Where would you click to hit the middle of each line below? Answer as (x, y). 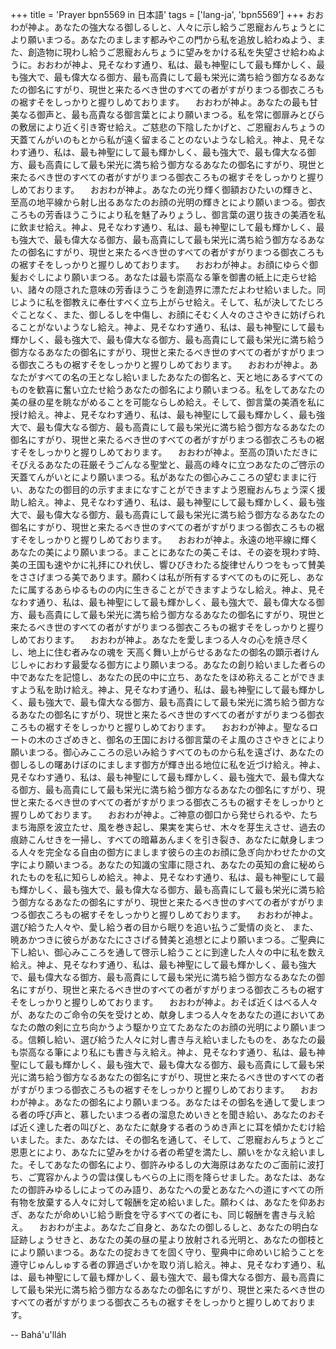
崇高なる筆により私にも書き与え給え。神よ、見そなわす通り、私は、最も (167, 1052)
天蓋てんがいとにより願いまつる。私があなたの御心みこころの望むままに (159, 477)
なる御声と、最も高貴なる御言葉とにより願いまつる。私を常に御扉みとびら (172, 114)
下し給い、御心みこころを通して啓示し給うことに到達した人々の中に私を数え (168, 952)
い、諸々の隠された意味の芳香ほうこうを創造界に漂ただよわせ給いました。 (163, 289)
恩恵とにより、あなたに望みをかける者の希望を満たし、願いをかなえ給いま (163, 1152)
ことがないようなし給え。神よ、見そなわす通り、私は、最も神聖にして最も (171, 327)
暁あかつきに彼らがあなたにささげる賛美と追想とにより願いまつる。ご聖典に (168, 939)
